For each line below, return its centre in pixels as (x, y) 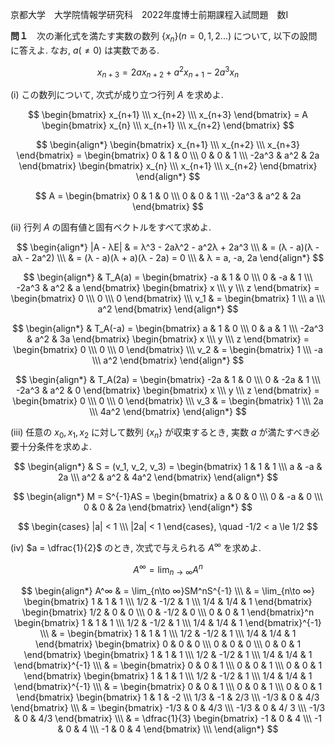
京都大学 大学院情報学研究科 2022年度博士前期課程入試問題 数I (149, 14)
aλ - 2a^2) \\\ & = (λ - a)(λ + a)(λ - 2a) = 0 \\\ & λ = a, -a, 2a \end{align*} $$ (168, 258)
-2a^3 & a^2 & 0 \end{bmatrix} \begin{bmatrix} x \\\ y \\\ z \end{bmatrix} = (168, 390)
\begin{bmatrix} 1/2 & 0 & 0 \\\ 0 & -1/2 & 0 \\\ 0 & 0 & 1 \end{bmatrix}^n (168, 612)
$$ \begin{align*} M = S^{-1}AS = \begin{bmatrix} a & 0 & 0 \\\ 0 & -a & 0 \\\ (168, 497)
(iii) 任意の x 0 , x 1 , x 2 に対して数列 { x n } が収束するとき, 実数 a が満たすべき (161, 433)
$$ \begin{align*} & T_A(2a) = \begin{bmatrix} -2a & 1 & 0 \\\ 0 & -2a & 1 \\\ (168, 380)
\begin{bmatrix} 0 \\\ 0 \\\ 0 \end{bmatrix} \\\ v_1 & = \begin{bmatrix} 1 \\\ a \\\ (168, 299)
